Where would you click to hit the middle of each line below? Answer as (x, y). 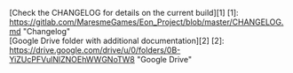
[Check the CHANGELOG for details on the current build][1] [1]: (124, 13)
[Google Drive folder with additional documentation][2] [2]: (117, 40)
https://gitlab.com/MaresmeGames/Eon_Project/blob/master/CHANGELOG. (146, 22)
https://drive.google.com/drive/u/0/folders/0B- (95, 50)
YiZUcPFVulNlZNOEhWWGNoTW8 (72, 59)
